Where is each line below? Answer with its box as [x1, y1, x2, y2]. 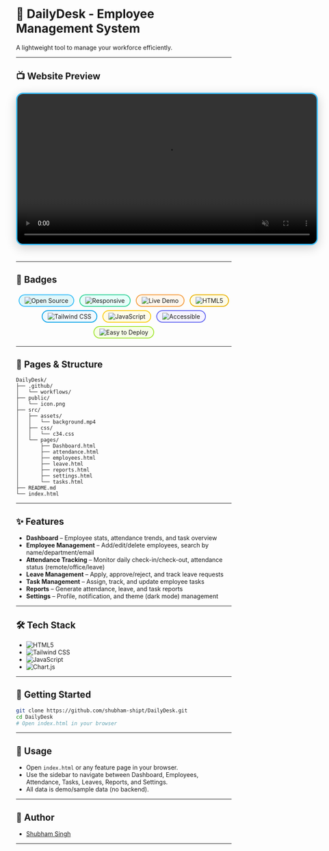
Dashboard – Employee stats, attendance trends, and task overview [25, 534, 218, 542]
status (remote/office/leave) [25, 563, 105, 571]
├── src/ [16, 407, 41, 414]
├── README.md [16, 484, 57, 492]
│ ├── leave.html [16, 460, 84, 468]
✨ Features [16, 515, 64, 527]
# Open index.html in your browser [16, 719, 118, 727]
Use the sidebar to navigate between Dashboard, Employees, [25, 771, 199, 779]
